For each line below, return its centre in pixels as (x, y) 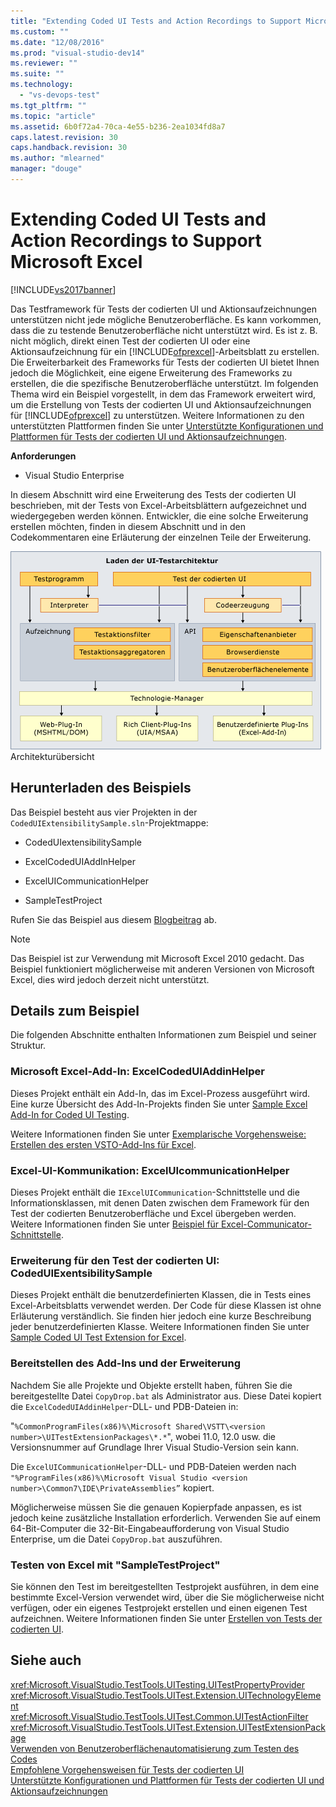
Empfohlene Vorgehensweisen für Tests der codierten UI (127, 1769)
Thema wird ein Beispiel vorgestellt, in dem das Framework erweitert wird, (163, 394)
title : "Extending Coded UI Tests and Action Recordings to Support (156, 21)
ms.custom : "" (40, 31)
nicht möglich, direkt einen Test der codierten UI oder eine (130, 341)
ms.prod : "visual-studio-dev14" (77, 53)
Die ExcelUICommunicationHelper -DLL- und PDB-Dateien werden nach (153, 1466)
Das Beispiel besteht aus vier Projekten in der (104, 812)
